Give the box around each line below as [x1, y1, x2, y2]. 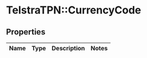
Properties [6, 27, 46, 37]
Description [52, 45, 85, 52]
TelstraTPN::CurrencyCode [6, 4, 142, 17]
